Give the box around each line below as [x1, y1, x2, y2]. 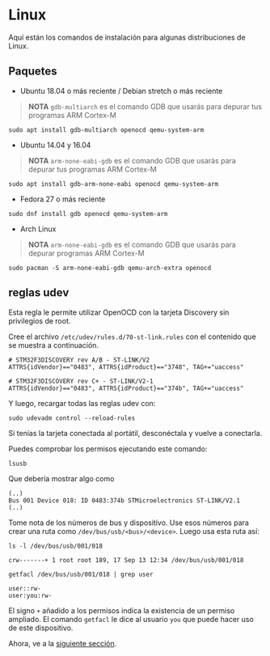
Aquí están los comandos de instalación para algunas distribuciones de [8, 32, 246, 42]
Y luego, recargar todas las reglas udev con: [8, 398, 156, 408]
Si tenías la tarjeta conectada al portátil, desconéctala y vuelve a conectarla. [8, 428, 263, 438]
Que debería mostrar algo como [8, 473, 115, 483]
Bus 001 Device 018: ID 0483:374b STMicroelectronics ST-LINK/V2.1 [8, 496, 241, 505]
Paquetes [8, 65, 58, 78]
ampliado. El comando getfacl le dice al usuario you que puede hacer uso [8, 614, 255, 624]
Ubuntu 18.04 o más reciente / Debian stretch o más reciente [19, 86, 223, 95]
